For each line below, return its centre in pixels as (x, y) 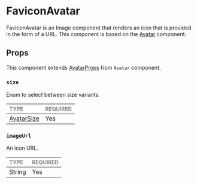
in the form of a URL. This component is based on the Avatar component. (96, 34)
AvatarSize (25, 118)
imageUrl (19, 136)
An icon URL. (22, 148)
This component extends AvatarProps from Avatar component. (84, 67)
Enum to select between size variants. (53, 95)
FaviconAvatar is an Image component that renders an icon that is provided (99, 28)
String (18, 172)
